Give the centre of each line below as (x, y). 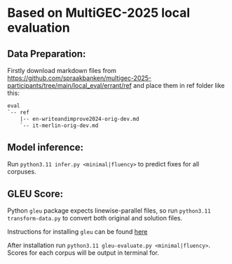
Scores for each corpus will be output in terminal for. (83, 253)
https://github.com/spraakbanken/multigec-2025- (80, 78)
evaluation (39, 28)
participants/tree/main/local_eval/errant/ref (69, 85)
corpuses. (22, 172)
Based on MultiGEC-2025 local (99, 13)
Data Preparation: (47, 54)
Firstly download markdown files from (62, 71)
